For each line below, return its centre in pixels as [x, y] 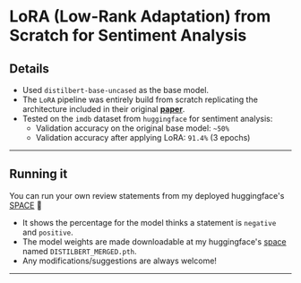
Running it [39, 174]
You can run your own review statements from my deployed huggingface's [147, 195]
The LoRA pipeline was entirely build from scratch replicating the [140, 99]
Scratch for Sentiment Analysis [128, 35]
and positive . [47, 232]
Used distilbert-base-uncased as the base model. [115, 90]
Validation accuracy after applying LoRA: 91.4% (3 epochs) [143, 137]
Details [29, 69]
